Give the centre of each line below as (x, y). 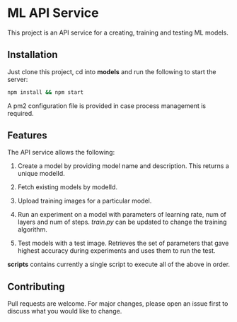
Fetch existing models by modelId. (68, 187)
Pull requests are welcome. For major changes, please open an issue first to (118, 304)
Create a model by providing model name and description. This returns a (123, 166)
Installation (33, 55)
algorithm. (32, 229)
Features (27, 136)
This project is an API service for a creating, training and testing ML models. (118, 32)
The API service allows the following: (61, 153)
